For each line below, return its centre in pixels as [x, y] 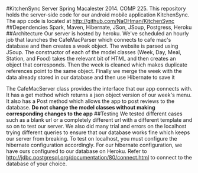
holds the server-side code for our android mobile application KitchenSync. [98, 15]
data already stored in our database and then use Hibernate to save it [91, 77]
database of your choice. [37, 164]
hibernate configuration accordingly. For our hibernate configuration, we [94, 145]
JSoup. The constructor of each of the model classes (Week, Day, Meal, [94, 52]
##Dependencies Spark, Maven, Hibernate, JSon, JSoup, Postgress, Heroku [99, 27]
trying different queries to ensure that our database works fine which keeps [98, 132]
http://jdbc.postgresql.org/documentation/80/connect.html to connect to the [99, 157]
